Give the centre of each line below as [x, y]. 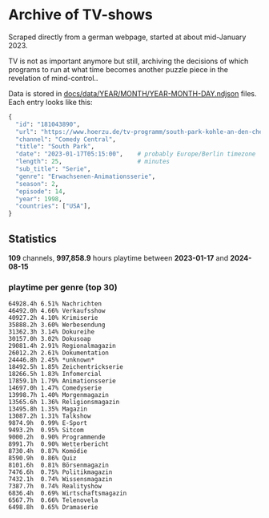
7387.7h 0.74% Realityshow [55, 487]
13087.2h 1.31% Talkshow [50, 416]
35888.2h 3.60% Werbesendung [57, 325]
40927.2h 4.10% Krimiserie [53, 318]
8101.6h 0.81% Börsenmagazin [59, 465]
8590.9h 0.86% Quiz [43, 459]
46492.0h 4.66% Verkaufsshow [57, 311]
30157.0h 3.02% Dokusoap [50, 339]
